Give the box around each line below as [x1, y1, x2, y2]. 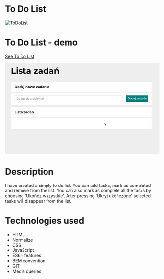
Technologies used [5, 216, 85, 227]
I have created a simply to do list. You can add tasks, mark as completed [5, 183, 151, 188]
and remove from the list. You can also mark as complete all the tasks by [5, 188, 151, 194]
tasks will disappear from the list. [5, 198, 72, 204]
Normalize [12, 237, 33, 243]
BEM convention [12, 258, 46, 264]
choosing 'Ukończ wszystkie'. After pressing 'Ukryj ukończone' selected [5, 193, 151, 199]
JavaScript [12, 248, 34, 253]
